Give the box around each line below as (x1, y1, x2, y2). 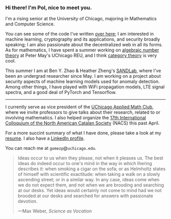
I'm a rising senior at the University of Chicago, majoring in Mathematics (5, 16, 157, 22)
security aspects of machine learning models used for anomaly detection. (5, 78, 160, 85)
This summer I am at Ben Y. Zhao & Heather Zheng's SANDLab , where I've (5, 68, 161, 74)
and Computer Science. (5, 21, 55, 27)
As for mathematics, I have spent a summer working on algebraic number (5, 47, 159, 53)
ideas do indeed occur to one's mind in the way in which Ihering (17, 161, 152, 167)
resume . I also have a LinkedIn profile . (5, 135, 85, 141)
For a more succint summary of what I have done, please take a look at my (5, 130, 161, 136)
